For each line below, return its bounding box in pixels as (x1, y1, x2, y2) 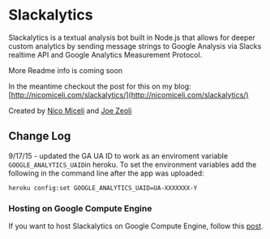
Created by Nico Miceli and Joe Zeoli (8, 106, 132, 115)
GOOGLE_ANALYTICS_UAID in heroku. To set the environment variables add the (8, 159, 257, 169)
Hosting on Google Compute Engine (8, 202, 152, 214)
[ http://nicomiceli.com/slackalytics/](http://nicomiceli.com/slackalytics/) (8, 89, 249, 99)
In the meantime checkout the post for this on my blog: (8, 81, 192, 91)
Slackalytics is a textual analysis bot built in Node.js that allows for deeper (8, 33, 255, 42)
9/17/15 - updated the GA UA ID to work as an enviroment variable (8, 150, 229, 160)
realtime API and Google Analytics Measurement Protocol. (8, 50, 203, 59)
